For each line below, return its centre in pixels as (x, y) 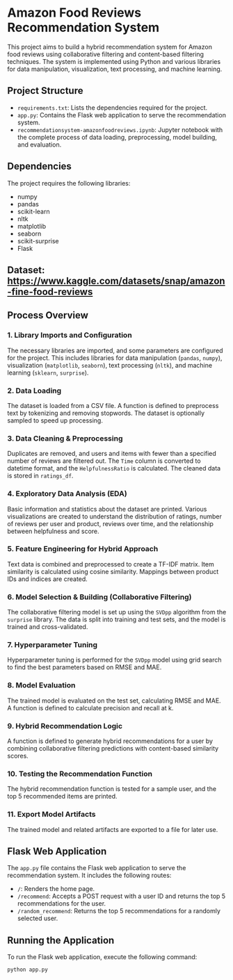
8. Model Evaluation (41, 685)
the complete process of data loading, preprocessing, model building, (117, 137)
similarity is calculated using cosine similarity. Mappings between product (113, 571)
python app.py (28, 970)
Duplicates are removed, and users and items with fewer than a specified (112, 454)
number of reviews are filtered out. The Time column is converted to (104, 461)
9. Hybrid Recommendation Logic (65, 726)
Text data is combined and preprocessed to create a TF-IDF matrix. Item (111, 564)
